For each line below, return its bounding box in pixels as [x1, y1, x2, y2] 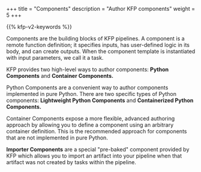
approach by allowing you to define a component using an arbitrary [6, 121, 174, 129]
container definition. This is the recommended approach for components [6, 128, 187, 135]
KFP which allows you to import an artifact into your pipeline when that [6, 152, 182, 159]
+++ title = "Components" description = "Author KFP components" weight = [6, 5, 195, 12]
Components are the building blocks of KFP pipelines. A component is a [6, 35, 185, 42]
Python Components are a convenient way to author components [6, 84, 168, 91]
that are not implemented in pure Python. [6, 134, 109, 141]
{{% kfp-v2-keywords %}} [6, 24, 72, 30]
